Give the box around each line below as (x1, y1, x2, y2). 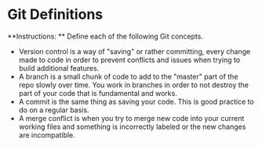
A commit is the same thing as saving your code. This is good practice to (18, 97, 254, 106)
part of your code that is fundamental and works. (18, 88, 177, 97)
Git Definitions (7, 6, 104, 24)
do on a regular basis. (18, 105, 89, 115)
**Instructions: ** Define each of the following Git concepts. (7, 31, 203, 41)
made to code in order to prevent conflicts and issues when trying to (18, 55, 241, 64)
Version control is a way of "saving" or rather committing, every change (18, 46, 251, 56)
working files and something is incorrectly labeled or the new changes (18, 122, 246, 131)
